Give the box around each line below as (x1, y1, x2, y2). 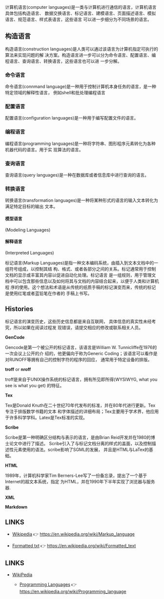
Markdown (5, 504, 28, 510)
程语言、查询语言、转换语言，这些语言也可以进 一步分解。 (5, 58, 122, 64)
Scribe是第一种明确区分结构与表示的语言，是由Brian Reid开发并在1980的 (5, 434, 151, 440)
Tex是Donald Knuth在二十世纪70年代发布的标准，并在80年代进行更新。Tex (5, 402, 156, 408)
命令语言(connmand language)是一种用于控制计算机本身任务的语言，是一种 (5, 83, 157, 89)
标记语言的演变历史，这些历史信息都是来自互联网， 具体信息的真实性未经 (5, 318, 152, 324)
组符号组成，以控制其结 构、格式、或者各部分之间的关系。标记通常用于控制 (5, 266, 156, 272)
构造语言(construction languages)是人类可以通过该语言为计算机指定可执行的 (5, 46, 159, 52)
